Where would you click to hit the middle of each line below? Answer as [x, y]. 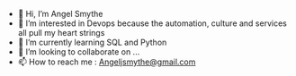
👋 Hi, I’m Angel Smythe [60, 14]
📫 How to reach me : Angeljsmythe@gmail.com [107, 62]
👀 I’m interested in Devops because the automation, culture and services [152, 23]
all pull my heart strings [61, 33]
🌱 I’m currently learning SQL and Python [92, 42]
